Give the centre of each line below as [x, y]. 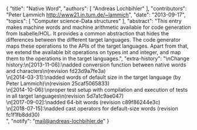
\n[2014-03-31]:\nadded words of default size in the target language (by [94, 77]
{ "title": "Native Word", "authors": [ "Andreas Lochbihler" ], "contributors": [96, 9]
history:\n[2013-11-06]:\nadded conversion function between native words [96, 65]
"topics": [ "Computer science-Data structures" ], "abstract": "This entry [94, 21]
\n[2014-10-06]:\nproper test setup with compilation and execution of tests [97, 90]
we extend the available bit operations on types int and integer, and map [94, 52]
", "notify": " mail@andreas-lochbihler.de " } [58, 121]
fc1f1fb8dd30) [23, 115]
